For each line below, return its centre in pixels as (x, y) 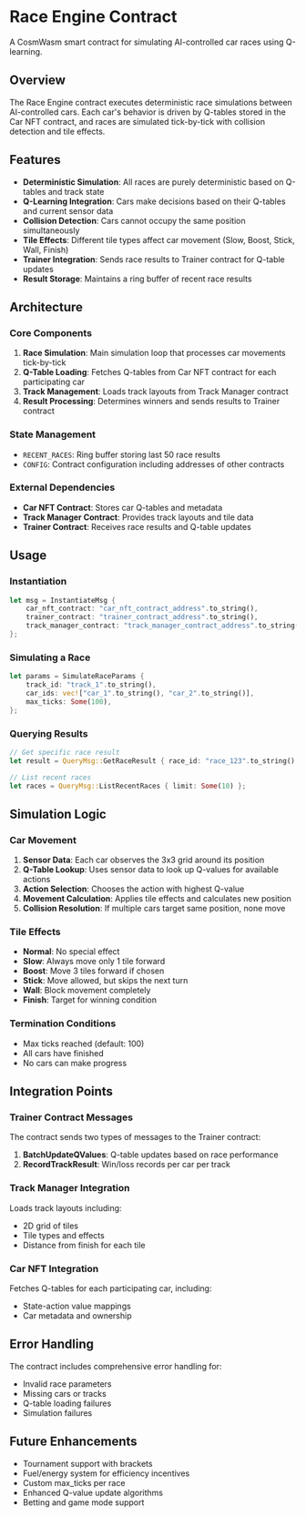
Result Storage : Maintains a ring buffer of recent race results (137, 279)
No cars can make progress (75, 1063)
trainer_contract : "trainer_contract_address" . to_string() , (142, 617)
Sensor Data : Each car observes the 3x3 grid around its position (143, 860)
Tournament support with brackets (87, 1463)
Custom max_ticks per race (74, 1482)
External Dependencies (62, 487)
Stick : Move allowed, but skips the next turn (105, 981)
